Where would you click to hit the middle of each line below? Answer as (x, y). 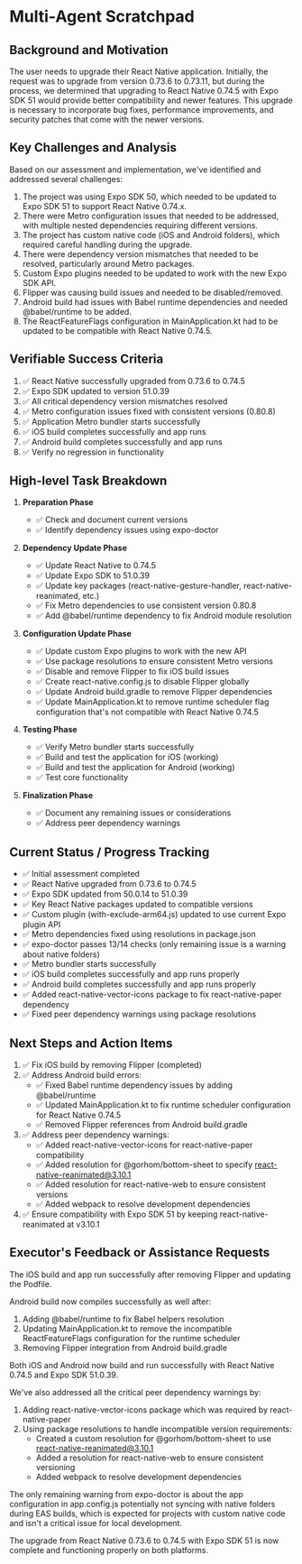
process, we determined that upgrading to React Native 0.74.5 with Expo (144, 91)
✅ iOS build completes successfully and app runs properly (131, 974)
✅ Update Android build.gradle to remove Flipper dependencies (154, 692)
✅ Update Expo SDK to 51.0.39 (93, 575)
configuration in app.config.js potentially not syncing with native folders (142, 1504)
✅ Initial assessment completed (81, 874)
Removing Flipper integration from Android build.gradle (125, 1348)
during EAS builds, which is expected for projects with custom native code (147, 1513)
